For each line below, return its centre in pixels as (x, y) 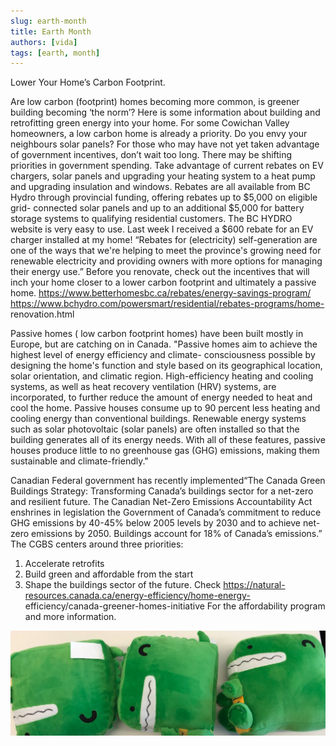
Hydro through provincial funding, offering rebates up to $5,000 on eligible (164, 197)
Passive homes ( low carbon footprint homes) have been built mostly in (157, 334)
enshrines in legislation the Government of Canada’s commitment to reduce (166, 512)
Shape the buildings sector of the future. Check (123, 585)
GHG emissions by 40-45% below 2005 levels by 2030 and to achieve (156, 523)
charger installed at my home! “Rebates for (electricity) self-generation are (164, 240)
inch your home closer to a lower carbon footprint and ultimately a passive (163, 282)
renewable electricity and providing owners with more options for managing (166, 261)
